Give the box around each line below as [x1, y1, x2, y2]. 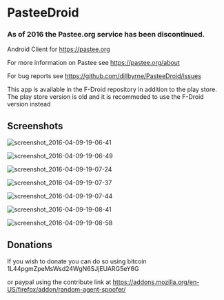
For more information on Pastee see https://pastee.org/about [7, 59, 181, 67]
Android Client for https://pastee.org [7, 45, 110, 53]
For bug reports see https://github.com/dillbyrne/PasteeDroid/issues [7, 72, 202, 80]
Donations [7, 238, 53, 250]
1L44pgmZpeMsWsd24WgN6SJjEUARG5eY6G [7, 265, 139, 273]
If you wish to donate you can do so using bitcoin [7, 257, 147, 265]
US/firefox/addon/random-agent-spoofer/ [7, 285, 126, 294]
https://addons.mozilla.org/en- [112, 278, 200, 286]
